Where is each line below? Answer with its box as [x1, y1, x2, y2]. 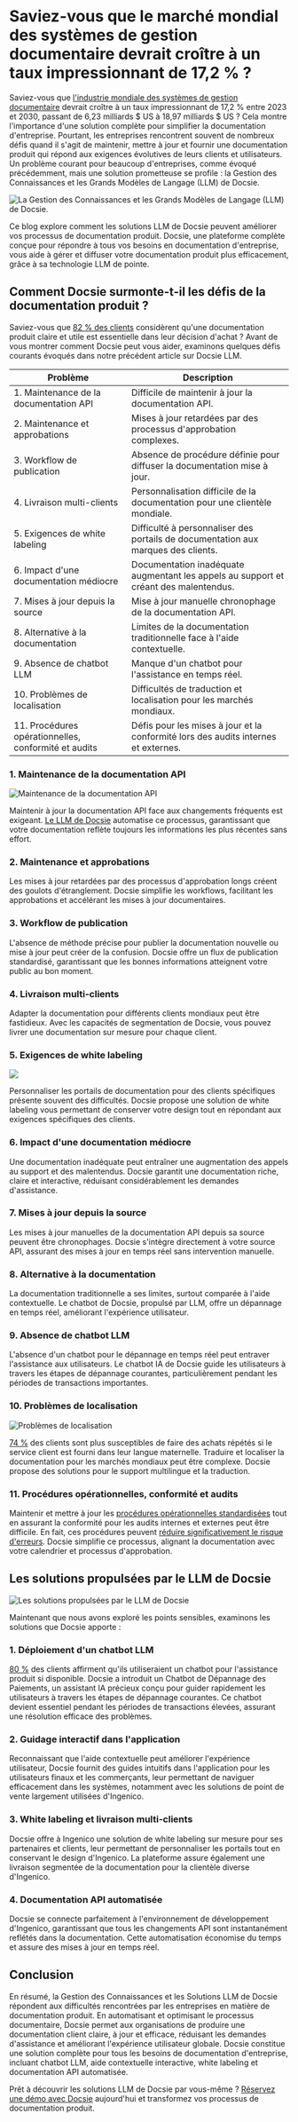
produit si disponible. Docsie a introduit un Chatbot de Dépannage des [9, 1674, 266, 1684]
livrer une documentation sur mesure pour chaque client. [9, 1026, 217, 1037]
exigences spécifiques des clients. [9, 1114, 136, 1125]
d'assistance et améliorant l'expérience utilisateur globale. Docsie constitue [9, 2038, 286, 2048]
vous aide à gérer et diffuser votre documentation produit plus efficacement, [9, 249, 289, 259]
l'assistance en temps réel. [131, 668, 243, 680]
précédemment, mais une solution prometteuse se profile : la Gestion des [9, 167, 278, 178]
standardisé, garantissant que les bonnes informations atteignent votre [9, 956, 268, 967]
